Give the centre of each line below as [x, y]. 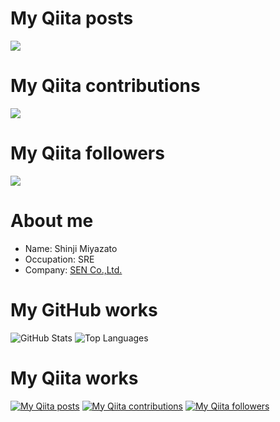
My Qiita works [74, 378]
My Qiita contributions [105, 86]
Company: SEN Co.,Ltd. [73, 269]
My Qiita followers [87, 153]
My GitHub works [84, 309]
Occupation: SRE [59, 259]
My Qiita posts [72, 18]
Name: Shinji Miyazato [71, 248]
